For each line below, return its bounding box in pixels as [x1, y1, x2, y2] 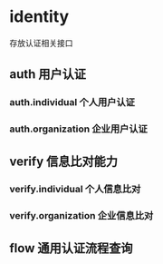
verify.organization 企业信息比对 [9, 210, 154, 222]
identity [9, 6, 70, 27]
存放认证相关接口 [9, 37, 73, 48]
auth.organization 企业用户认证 [9, 122, 148, 135]
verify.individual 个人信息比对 [9, 183, 141, 196]
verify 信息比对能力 [9, 153, 119, 169]
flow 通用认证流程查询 [9, 240, 133, 256]
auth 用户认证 [9, 66, 87, 83]
